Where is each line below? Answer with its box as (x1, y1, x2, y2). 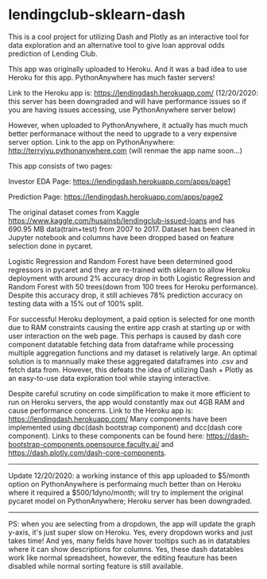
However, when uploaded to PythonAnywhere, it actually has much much (8, 120, 248, 130)
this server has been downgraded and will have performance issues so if (8, 96, 247, 106)
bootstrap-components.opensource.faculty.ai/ (8, 439, 160, 449)
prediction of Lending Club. (8, 49, 98, 58)
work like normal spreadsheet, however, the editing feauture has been (8, 553, 238, 562)
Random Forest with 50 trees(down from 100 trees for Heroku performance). (8, 282, 258, 291)
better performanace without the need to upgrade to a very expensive (8, 129, 237, 138)
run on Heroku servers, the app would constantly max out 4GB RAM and (8, 397, 245, 406)
